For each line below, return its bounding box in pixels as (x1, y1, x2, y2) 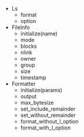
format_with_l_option (20, 124, 71, 131)
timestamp (20, 74, 46, 81)
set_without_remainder (20, 112, 76, 119)
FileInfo (11, 24, 31, 31)
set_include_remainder (20, 106, 76, 112)
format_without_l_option (20, 118, 79, 125)
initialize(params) (20, 87, 63, 93)
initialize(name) (20, 30, 58, 37)
